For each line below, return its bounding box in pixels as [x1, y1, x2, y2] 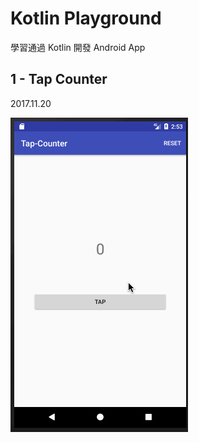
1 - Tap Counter [10, 71, 108, 88]
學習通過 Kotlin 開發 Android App [10, 41, 146, 53]
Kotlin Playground [10, 7, 162, 30]
